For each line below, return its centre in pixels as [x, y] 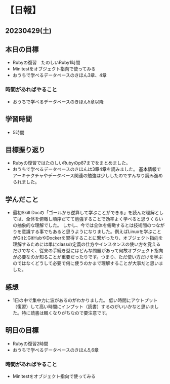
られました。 [26, 182]
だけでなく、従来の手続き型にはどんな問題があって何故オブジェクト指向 [88, 251]
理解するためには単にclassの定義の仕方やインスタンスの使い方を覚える [87, 244]
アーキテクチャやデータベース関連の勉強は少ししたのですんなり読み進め [88, 176]
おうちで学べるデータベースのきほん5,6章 [55, 350]
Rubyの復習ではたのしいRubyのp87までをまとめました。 [71, 163]
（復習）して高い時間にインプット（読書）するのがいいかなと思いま [83, 306]
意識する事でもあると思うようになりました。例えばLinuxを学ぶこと [92, 232]
